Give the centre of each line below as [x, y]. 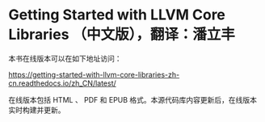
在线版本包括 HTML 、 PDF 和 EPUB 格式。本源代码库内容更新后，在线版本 [132, 99]
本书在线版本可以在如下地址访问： [65, 58]
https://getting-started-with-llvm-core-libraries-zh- [94, 74]
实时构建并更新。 [37, 110]
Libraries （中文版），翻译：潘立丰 [122, 35]
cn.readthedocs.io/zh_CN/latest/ [63, 83]
